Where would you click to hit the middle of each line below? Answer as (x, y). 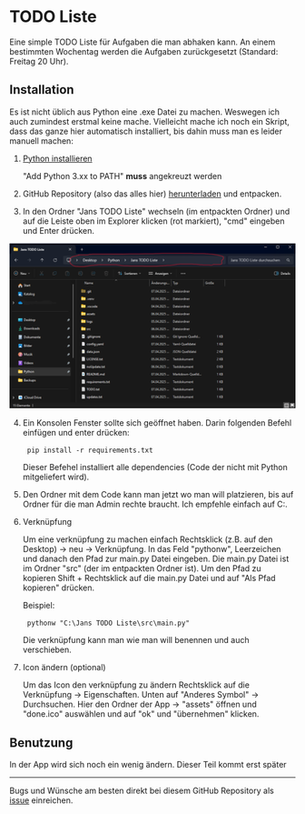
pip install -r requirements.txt (90, 451)
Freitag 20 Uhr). (39, 61)
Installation (42, 90)
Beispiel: (39, 606)
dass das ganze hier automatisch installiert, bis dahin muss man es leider (146, 131)
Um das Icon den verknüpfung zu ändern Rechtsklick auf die (136, 685)
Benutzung (41, 743)
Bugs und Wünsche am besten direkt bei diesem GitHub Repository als (142, 790)
